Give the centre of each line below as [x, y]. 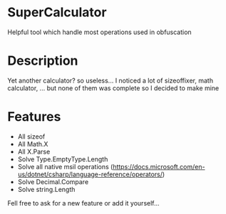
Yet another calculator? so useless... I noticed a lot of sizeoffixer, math [111, 80]
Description [43, 61]
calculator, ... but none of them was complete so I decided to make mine [113, 88]
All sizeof [31, 137]
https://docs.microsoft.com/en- [159, 166]
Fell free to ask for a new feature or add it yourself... [83, 203]
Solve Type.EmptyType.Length [63, 159]
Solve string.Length [46, 189]
